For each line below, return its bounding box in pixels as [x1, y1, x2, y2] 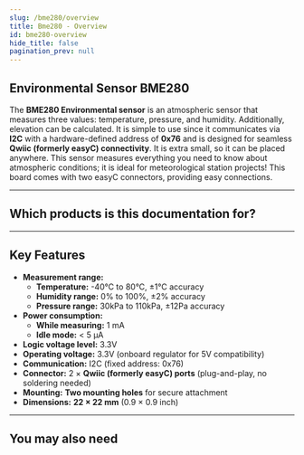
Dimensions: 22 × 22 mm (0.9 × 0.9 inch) [22, 396, 179, 407]
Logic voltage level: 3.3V [22, 338, 118, 349]
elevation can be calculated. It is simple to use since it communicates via [9, 123, 280, 134]
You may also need [9, 431, 119, 446]
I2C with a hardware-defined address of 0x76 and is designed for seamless [9, 133, 292, 144]
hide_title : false [9, 38, 79, 48]
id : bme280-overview [9, 30, 88, 39]
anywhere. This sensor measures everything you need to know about [9, 152, 268, 163]
